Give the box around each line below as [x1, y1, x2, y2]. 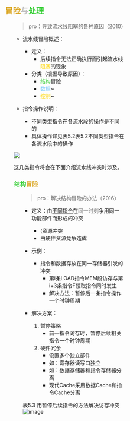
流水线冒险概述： [22, 35, 64, 42]
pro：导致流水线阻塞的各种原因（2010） [28, 23, 126, 30]
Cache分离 [54, 389, 81, 396]
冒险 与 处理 [5, 6, 44, 16]
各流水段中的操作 [31, 140, 73, 147]
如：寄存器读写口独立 [49, 359, 102, 366]
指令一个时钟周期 [49, 337, 91, 344]
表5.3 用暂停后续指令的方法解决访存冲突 [22, 401, 120, 409]
